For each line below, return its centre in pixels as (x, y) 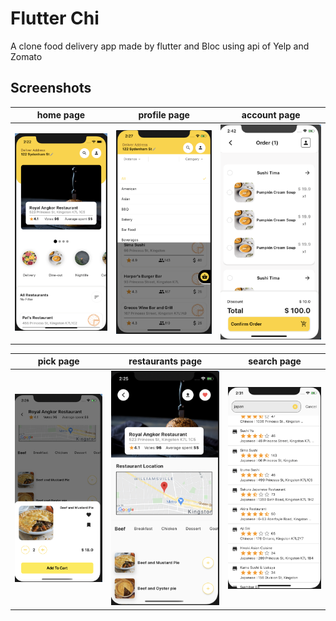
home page (61, 115)
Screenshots (51, 88)
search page (275, 361)
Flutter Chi (55, 18)
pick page (58, 361)
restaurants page (165, 361)
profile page (164, 115)
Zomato (26, 56)
